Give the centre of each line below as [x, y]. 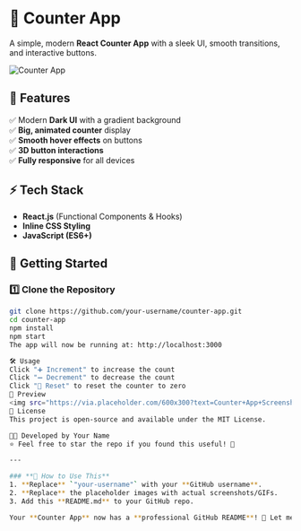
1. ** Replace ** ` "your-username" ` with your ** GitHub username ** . [136, 485]
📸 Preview [28, 395]
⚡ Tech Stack [47, 191]
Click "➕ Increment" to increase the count [92, 370]
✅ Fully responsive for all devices [72, 160]
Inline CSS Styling [56, 226]
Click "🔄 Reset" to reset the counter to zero [98, 386]
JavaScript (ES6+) [57, 235]
